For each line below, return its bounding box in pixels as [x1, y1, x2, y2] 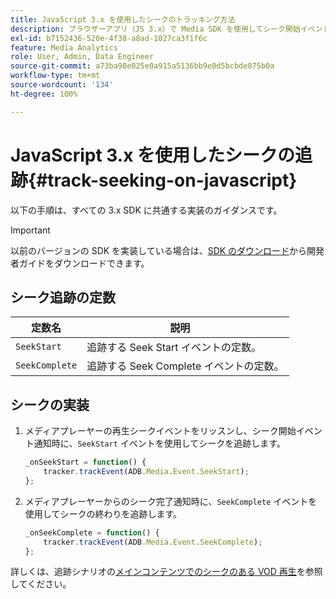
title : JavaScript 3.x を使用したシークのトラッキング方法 [10, 14, 236, 25]
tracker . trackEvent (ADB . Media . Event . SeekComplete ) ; [43, 537, 263, 547]
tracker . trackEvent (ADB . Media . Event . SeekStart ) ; [43, 467, 250, 477]
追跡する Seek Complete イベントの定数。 [86, 359, 285, 373]
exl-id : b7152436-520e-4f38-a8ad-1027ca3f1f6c [10, 33, 208, 43]
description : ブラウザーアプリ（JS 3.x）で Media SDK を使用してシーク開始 [10, 24, 301, 34]
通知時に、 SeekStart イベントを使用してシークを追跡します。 [33, 437, 286, 450]
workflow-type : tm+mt [10, 71, 101, 81]
